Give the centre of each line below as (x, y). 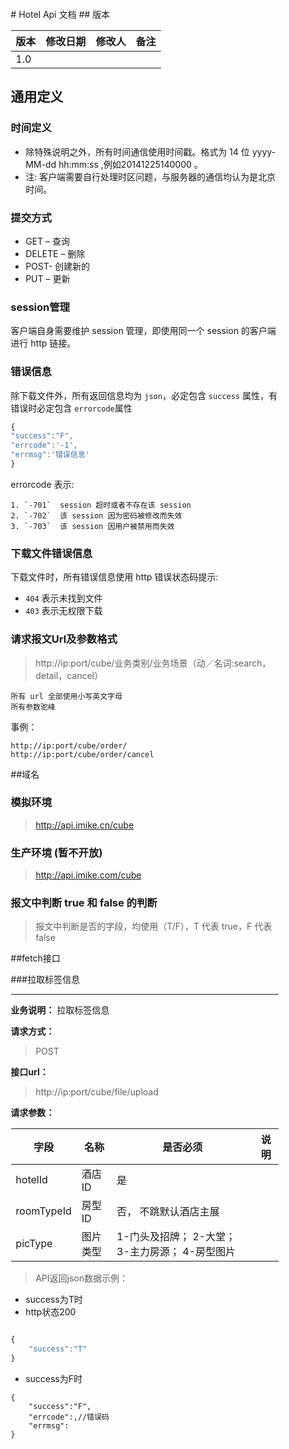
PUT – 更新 (48, 278)
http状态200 (50, 1312)
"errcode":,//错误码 (69, 1417)
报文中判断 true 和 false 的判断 (84, 903)
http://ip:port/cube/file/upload (97, 1092)
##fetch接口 (35, 958)
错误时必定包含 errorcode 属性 (71, 408)
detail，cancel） (69, 675)
